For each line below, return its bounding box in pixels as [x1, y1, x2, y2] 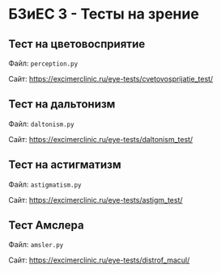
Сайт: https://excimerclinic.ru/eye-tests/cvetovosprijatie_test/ [8, 74, 214, 83]
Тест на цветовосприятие [8, 37, 146, 51]
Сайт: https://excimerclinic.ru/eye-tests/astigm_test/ [8, 195, 184, 204]
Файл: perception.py [8, 58, 79, 68]
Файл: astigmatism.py [8, 179, 82, 189]
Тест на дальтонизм [8, 98, 116, 111]
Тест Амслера [8, 219, 84, 233]
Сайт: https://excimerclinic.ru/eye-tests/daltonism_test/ [8, 134, 193, 144]
